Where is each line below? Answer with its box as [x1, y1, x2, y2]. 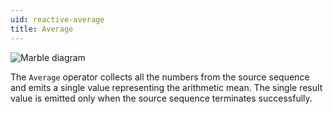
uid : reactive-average [10, 14, 105, 25]
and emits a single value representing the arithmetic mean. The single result [10, 81, 323, 93]
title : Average [10, 24, 74, 34]
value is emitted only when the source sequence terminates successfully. [10, 92, 313, 104]
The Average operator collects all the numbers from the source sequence [10, 71, 310, 83]
